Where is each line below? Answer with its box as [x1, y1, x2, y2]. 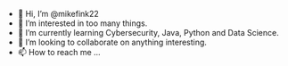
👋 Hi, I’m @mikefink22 [17, 9, 100, 19]
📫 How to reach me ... [17, 47, 101, 57]
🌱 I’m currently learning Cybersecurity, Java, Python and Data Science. [17, 28, 279, 37]
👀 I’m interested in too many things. [17, 18, 148, 29]
